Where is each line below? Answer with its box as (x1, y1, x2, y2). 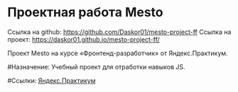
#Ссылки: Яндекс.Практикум (7, 76, 96, 85)
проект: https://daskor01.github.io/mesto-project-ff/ (7, 35, 160, 43)
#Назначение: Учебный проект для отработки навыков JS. (7, 62, 186, 71)
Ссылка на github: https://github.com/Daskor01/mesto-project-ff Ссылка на (7, 28, 232, 36)
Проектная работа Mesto (7, 4, 163, 21)
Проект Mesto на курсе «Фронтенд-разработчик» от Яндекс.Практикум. (7, 49, 229, 57)
